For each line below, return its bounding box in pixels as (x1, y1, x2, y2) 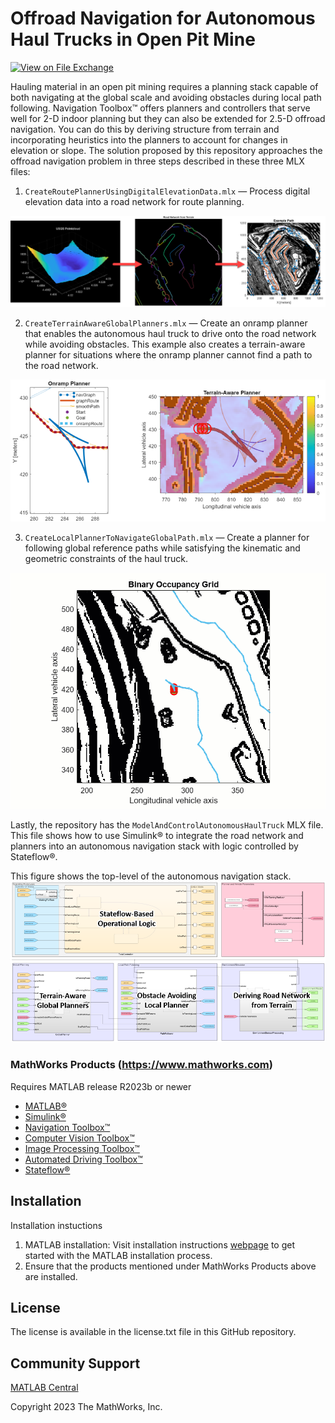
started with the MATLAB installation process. (24, 1249, 213, 1261)
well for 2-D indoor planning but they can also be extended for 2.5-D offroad (10, 112, 326, 124)
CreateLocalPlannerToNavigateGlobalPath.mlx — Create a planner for (24, 531, 310, 543)
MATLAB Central (10, 1382, 79, 1394)
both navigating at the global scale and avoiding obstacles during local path (10, 91, 322, 103)
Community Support (10, 1355, 141, 1372)
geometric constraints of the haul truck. (24, 552, 188, 564)
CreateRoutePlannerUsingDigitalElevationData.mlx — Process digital (24, 185, 311, 197)
